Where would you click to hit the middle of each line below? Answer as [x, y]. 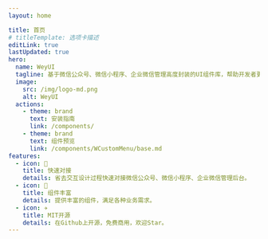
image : [26, 82]
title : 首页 [27, 30]
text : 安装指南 [52, 119]
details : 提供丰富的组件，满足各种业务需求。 [89, 200]
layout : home [30, 16]
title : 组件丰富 [47, 193]
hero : [17, 60]
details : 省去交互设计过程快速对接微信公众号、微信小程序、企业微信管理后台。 [137, 178]
